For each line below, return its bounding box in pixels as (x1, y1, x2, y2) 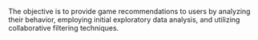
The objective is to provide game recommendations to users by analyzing (8, 7, 251, 16)
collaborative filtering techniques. (8, 24, 119, 32)
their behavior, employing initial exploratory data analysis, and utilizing (8, 15, 240, 24)
